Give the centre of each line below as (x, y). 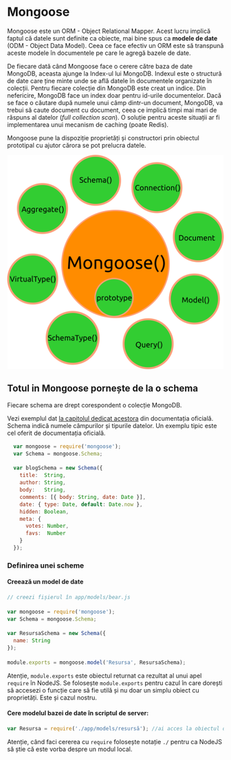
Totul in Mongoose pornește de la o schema (102, 389)
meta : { (30, 519)
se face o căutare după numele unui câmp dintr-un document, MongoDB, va (115, 102)
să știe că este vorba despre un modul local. (70, 749)
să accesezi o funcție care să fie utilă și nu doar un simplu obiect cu (103, 690)
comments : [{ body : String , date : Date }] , (83, 497)
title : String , (43, 476)
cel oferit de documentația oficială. (56, 433)
